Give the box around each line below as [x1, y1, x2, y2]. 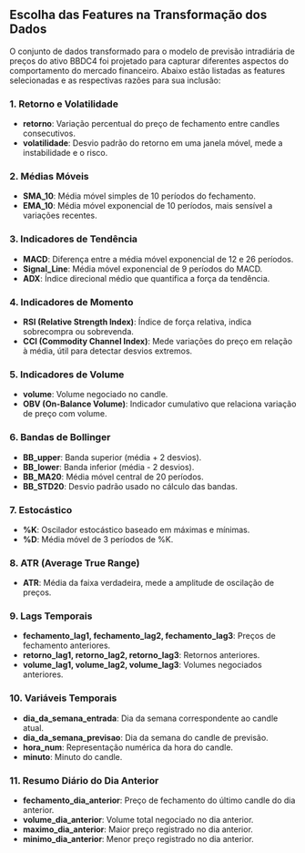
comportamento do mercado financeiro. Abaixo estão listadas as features [9, 65, 285, 76]
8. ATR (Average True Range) [9, 556, 140, 569]
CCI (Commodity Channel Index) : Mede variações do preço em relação [22, 336, 293, 346]
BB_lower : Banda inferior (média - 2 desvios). [22, 461, 195, 472]
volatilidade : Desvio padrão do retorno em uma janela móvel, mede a [22, 138, 283, 149]
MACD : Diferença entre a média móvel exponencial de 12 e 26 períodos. [22, 253, 294, 264]
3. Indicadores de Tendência [9, 232, 138, 245]
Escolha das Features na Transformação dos [9, 7, 268, 23]
